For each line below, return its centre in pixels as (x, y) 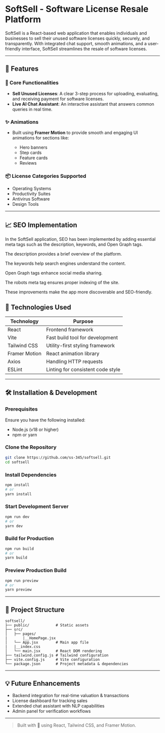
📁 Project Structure (35, 609)
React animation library (73, 353)
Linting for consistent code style (83, 369)
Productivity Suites (31, 194)
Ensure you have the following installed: (45, 420)
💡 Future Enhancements (42, 684)
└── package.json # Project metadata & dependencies (67, 664)
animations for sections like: (41, 138)
